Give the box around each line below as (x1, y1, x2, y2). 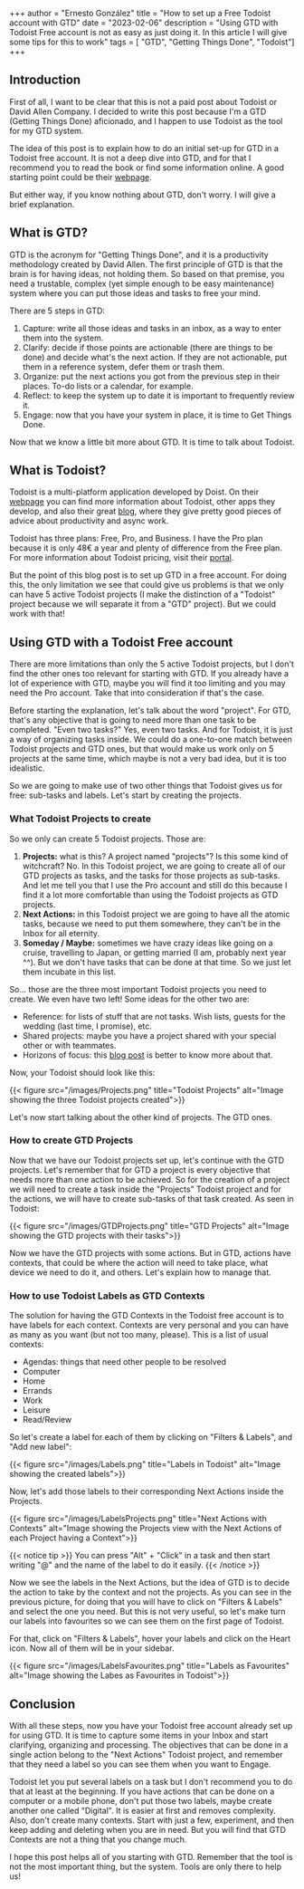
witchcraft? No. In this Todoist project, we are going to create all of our (22, 860, 287, 871)
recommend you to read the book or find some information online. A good (9, 162, 285, 173)
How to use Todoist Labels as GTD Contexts (9, 1290, 205, 1302)
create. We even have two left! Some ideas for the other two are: (9, 993, 251, 1004)
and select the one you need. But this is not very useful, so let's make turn (9, 1606, 287, 1617)
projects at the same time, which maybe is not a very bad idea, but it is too (9, 753, 287, 764)
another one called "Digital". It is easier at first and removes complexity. (9, 1805, 276, 1816)
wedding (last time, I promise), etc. (22, 1021, 152, 1031)
